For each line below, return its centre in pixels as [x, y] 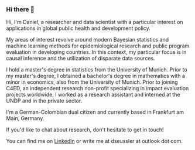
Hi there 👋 [20, 9]
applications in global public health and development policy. [78, 28]
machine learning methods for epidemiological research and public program [98, 46]
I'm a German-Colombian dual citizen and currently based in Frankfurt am [95, 112]
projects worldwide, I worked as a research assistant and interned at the [93, 95]
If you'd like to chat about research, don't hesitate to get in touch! [85, 130]
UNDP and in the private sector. [44, 101]
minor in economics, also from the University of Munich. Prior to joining [92, 82]
